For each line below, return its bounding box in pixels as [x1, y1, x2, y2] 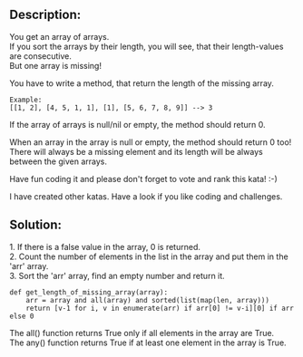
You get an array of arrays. [9, 31, 110, 42]
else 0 [9, 312, 34, 321]
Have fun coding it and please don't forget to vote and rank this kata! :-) [9, 173, 279, 184]
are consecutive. [9, 50, 73, 62]
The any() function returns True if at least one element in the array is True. [9, 337, 288, 348]
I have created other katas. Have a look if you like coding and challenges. [9, 190, 283, 202]
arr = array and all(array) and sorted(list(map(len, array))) [25, 295, 270, 304]
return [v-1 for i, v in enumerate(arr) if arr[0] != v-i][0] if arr [25, 304, 295, 313]
